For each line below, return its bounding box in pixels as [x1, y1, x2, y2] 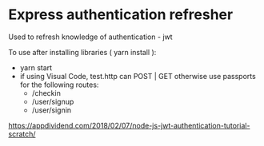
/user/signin [31, 105, 72, 115]
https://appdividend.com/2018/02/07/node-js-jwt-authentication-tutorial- [8, 120, 250, 130]
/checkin [31, 88, 62, 97]
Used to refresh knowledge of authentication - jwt [8, 32, 174, 41]
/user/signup [31, 97, 74, 106]
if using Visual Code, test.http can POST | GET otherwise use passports [19, 71, 256, 81]
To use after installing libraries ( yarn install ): [8, 47, 157, 57]
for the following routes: [19, 80, 99, 89]
